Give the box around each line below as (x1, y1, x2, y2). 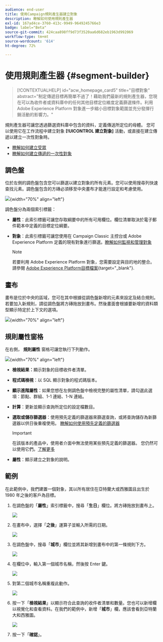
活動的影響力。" (21, 112, 53, 117)
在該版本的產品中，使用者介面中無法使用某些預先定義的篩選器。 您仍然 (12, 440, 154, 446)
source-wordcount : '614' (5, 39, 55, 44)
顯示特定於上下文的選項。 (9, 307, 61, 313)
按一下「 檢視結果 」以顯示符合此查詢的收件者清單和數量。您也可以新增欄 (12, 600, 157, 605)
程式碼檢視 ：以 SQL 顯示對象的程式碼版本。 (12, 377, 100, 383)
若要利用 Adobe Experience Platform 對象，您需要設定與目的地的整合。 (12, 259, 155, 265)
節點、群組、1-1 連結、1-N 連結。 (20, 394, 87, 399)
